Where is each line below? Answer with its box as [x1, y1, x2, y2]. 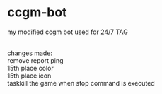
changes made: [7, 49, 53, 57]
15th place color [7, 64, 54, 72]
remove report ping [7, 56, 64, 64]
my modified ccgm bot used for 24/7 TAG [7, 28, 129, 36]
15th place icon [7, 71, 52, 80]
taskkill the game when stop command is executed [7, 78, 156, 87]
